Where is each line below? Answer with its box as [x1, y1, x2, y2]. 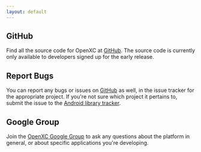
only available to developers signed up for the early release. [6, 53, 154, 61]
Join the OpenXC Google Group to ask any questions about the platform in [6, 133, 190, 140]
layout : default [6, 8, 47, 15]
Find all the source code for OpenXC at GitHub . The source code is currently [6, 47, 196, 54]
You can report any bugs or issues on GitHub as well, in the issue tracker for [6, 87, 194, 94]
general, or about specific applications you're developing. [6, 139, 149, 147]
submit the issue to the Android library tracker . [6, 100, 121, 107]
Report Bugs [6, 70, 54, 81]
